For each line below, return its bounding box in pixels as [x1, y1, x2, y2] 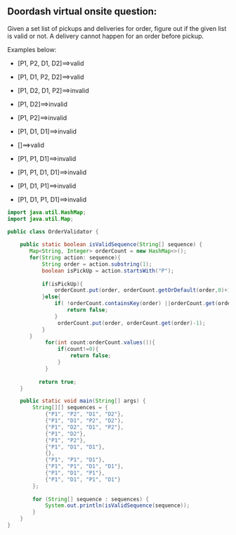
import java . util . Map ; [7, 215, 74, 222]
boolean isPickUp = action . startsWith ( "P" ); [41, 267, 174, 274]
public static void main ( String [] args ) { [20, 397, 146, 405]
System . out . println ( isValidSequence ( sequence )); [44, 502, 190, 509]
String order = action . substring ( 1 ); [41, 260, 152, 268]
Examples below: [7, 45, 57, 53]
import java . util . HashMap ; [7, 209, 86, 216]
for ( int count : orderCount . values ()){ [44, 339, 156, 347]
